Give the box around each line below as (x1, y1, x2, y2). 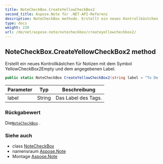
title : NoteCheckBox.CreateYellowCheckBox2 (5, 7, 95, 12)
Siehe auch (5, 132, 33, 139)
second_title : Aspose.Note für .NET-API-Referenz (5, 12, 108, 17)
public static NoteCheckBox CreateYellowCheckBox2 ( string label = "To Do (5, 75, 159, 80)
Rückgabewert (5, 109, 41, 116)
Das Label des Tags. (55, 94, 102, 101)
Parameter (7, 86, 33, 93)
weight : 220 (5, 25, 29, 30)
